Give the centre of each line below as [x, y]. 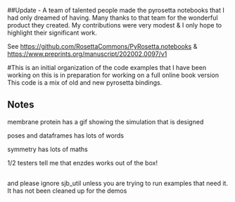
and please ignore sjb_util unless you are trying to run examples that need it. [118, 184]
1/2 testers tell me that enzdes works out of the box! [83, 162]
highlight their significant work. [52, 32]
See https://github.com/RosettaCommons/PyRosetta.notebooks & [102, 46]
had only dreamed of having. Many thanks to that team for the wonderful [113, 18]
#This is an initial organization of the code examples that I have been [107, 67]
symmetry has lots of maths [47, 149]
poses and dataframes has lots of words [66, 135]
